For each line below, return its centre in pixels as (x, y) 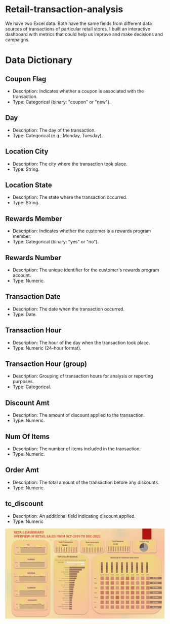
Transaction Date (33, 297)
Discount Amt (27, 403)
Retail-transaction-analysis (64, 9)
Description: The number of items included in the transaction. (76, 449)
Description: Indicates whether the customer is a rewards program (82, 231)
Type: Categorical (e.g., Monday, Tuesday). (57, 135)
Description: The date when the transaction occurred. (69, 309)
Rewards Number (33, 258)
